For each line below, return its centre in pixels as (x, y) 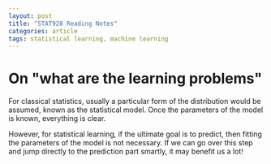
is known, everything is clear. (57, 119)
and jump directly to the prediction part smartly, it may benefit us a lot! (126, 152)
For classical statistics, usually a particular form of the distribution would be (135, 101)
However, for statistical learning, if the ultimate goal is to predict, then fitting (135, 134)
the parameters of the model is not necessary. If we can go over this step (131, 143)
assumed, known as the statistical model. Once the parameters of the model (136, 110)
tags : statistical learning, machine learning (88, 39)
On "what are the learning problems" (135, 79)
